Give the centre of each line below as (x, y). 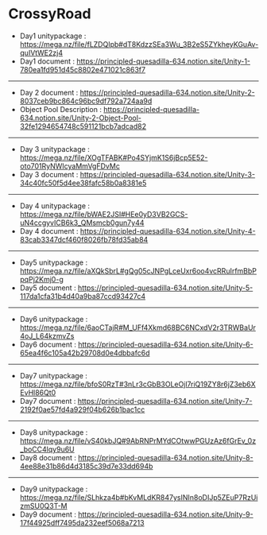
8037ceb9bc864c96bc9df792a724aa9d (86, 101)
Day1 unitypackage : (53, 36)
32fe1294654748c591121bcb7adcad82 (83, 126)
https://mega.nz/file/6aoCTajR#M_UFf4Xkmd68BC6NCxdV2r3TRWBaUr (138, 328)
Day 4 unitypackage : (54, 205)
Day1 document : (47, 61)
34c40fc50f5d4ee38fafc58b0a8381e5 (83, 183)
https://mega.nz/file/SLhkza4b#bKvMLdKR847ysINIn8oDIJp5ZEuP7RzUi (139, 497)
